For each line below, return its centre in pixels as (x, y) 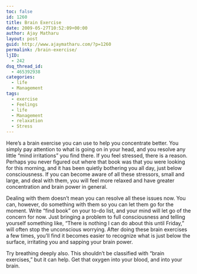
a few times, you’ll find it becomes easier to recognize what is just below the (98, 235)
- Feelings (25, 104)
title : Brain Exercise (34, 22)
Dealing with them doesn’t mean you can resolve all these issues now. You (96, 198)
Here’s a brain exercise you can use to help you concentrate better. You (92, 143)
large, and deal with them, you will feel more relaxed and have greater (90, 181)
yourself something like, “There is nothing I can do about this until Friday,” (95, 223)
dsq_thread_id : (25, 66)
